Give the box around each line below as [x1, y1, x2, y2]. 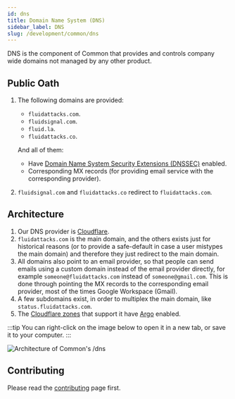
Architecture [7, 209, 65, 221]
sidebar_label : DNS [7, 23, 65, 30]
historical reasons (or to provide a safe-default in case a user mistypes [17, 242, 223, 250]
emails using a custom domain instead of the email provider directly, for [17, 264, 225, 273]
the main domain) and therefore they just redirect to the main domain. [17, 250, 220, 258]
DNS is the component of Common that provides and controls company [7, 49, 215, 58]
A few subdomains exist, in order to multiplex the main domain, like [17, 294, 212, 303]
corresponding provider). [27, 174, 101, 183]
